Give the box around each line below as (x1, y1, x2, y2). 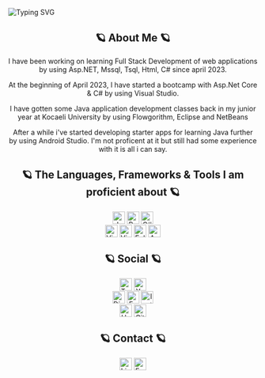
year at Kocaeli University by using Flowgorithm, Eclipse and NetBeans (17, 112, 248, 122)
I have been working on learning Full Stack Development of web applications (8, 56, 258, 66)
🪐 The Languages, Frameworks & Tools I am (21, 168, 244, 182)
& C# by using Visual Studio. (86, 88, 180, 98)
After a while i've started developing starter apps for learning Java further (13, 127, 253, 137)
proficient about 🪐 (85, 186, 180, 199)
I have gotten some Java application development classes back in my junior (9, 104, 256, 113)
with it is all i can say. (98, 144, 168, 153)
